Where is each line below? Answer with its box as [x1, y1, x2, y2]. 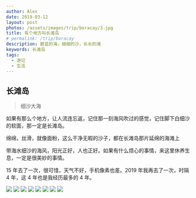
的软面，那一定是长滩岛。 [6, 122, 68, 129]
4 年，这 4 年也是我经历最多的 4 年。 [6, 174, 95, 181]
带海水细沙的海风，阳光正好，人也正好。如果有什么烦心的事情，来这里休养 [6, 147, 185, 154]
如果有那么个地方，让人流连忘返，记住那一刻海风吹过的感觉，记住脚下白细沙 [6, 115, 190, 122]
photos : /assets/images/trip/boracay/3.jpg [6, 25, 114, 31]
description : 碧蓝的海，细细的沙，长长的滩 [6, 41, 101, 47]
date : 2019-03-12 [6, 14, 48, 20]
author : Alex [6, 8, 38, 15]
